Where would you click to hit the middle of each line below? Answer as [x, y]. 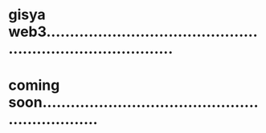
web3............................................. [133, 32]
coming [34, 85]
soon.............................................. [133, 103]
